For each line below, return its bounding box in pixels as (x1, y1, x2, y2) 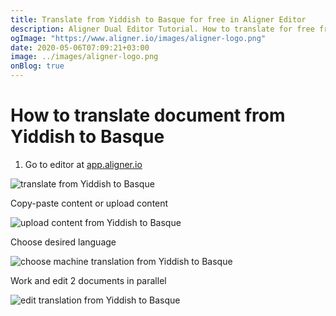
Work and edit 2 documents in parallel (10, 274, 167, 286)
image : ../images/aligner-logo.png (10, 52, 159, 62)
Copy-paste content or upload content (10, 197, 169, 209)
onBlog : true (10, 61, 65, 71)
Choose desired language (10, 236, 117, 248)
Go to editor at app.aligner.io (24, 158, 143, 170)
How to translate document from (10, 104, 286, 127)
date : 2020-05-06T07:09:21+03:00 (10, 42, 150, 53)
